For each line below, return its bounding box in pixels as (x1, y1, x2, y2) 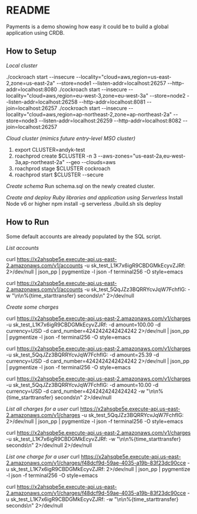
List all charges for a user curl (6, 405, 79, 412)
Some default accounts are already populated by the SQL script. (6, 233, 162, 240)
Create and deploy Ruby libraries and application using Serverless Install (6, 193, 183, 201)
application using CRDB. (6, 29, 65, 36)
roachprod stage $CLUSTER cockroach (14, 165, 111, 172)
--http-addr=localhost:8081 (78, 98, 146, 105)
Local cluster (6, 62, 38, 69)
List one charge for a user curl (6, 453, 80, 460)
